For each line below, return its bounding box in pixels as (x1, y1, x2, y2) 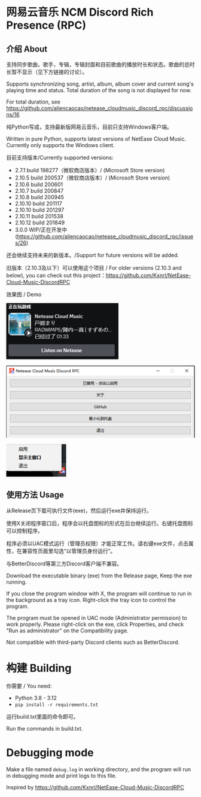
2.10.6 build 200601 (14, 181, 63, 188)
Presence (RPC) (6, 19, 87, 32)
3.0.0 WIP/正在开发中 (14, 226, 68, 233)
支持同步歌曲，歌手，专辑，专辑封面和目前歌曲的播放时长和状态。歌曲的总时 (6, 61, 195, 68)
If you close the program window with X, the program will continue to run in (6, 590, 192, 597)
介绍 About (6, 44, 48, 54)
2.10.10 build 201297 (14, 206, 65, 213)
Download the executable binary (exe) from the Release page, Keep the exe (6, 572, 193, 579)
